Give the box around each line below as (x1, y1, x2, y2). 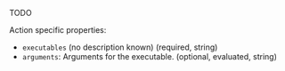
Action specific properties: (9, 25, 107, 35)
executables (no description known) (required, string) (21, 42, 218, 52)
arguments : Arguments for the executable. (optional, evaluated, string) (21, 51, 278, 61)
